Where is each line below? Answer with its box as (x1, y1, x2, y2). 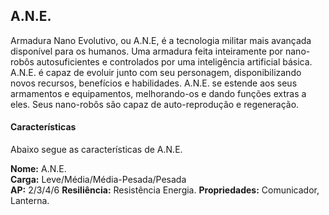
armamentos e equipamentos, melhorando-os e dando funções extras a (10, 87, 307, 99)
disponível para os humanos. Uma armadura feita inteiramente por (10, 45, 284, 57)
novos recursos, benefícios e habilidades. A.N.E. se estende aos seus (10, 77, 298, 89)
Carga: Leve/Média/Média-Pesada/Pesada (10, 174, 187, 186)
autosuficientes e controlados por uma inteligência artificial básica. (36, 55, 313, 68)
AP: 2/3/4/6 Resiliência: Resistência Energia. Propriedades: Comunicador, (10, 184, 320, 196)
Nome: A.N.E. (10, 163, 67, 175)
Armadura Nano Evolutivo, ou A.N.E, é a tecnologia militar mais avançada (10, 34, 312, 46)
